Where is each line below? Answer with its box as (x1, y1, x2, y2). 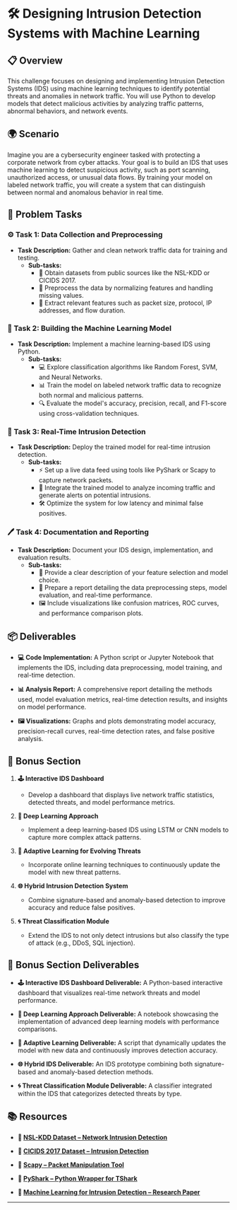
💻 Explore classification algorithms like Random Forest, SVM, (38, 362, 218, 371)
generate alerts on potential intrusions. (38, 491, 152, 499)
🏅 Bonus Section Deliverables (7, 959, 140, 971)
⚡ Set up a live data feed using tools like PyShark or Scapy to (38, 466, 217, 475)
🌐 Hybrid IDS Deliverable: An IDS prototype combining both (17, 1059, 193, 1068)
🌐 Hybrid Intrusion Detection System (17, 882, 128, 890)
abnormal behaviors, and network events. (7, 107, 128, 115)
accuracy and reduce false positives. (28, 903, 135, 912)
